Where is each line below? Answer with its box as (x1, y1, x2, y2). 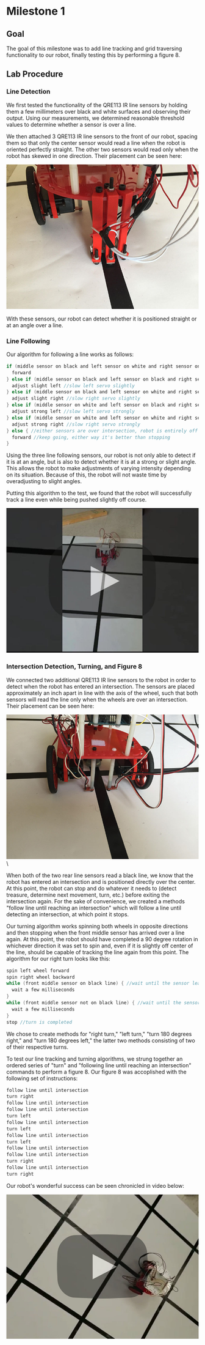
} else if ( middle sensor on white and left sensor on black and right (6, 402, 192, 408)
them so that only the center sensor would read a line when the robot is (6, 139, 186, 146)
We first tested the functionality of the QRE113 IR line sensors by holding (6, 101, 188, 108)
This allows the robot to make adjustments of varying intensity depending (6, 465, 191, 472)
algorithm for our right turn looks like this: (6, 955, 111, 962)
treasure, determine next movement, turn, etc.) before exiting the (6, 891, 170, 899)
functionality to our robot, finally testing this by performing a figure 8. (6, 51, 181, 59)
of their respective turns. (6, 1043, 69, 1050)
